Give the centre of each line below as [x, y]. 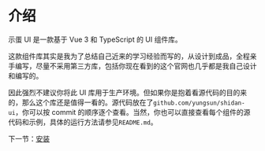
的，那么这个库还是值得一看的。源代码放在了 [81, 102]
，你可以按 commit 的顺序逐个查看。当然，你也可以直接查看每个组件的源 [133, 112]
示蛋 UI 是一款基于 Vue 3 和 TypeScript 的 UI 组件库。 [95, 39]
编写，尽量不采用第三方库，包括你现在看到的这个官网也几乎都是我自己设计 [136, 66]
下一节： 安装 [29, 138]
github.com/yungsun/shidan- [200, 103]
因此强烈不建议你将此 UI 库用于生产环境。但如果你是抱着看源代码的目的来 [128, 92]
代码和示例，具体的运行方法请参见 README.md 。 [83, 122]
